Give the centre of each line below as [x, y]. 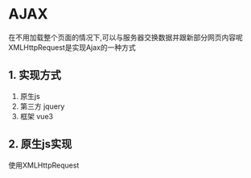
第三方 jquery [42, 106]
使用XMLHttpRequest [44, 165]
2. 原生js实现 [40, 145]
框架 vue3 [37, 116]
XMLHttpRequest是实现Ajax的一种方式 [72, 47]
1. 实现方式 [35, 75]
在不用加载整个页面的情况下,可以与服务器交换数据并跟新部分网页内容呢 [126, 37]
